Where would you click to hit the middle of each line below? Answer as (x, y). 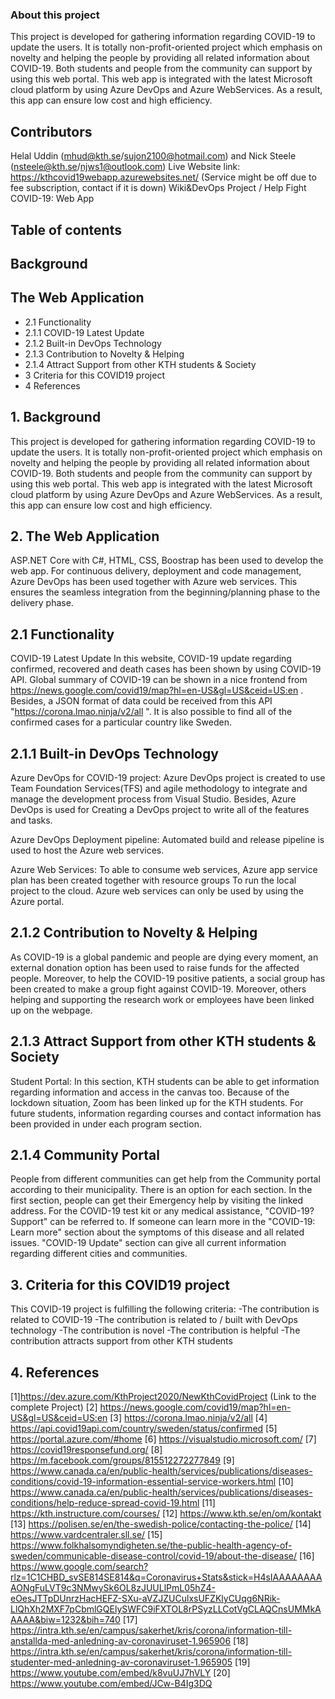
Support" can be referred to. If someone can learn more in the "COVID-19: (163, 1222)
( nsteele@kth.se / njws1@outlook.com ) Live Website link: (125, 167)
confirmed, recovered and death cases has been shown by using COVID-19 (166, 669)
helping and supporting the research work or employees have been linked (162, 999)
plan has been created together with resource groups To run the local (153, 880)
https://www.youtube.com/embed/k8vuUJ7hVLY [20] (120, 1673)
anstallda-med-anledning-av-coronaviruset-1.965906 (121, 1641)
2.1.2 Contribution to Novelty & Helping (134, 933)
